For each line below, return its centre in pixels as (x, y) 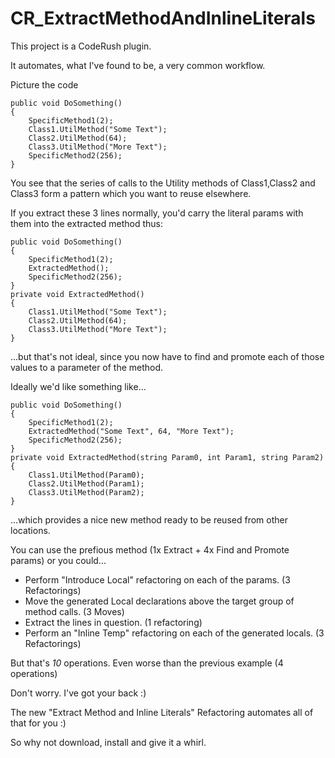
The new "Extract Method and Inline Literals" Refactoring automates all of (162, 712)
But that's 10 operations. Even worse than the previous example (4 (147, 663)
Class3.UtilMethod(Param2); (86, 492)
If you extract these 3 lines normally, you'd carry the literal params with (157, 213)
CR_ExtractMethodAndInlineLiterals (163, 18)
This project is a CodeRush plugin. (81, 46)
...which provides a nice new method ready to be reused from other (149, 519)
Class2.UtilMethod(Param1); (86, 483)
